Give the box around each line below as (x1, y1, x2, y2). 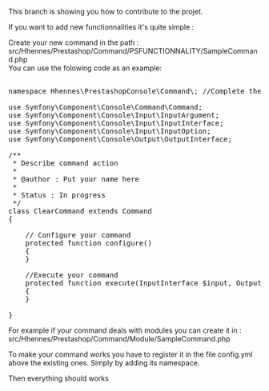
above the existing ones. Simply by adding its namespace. (8, 358, 200, 367)
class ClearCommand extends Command (8, 207, 152, 215)
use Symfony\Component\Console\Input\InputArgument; (8, 111, 220, 119)
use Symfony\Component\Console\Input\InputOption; (8, 127, 211, 135)
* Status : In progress (12, 191, 106, 199)
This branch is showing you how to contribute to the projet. (8, 7, 203, 16)
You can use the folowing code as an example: (8, 63, 163, 73)
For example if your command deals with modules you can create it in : (8, 325, 242, 335)
